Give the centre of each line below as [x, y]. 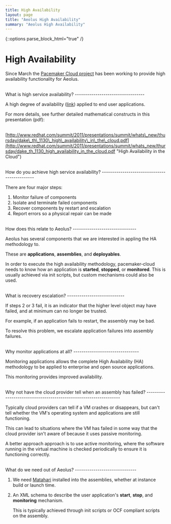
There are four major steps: [34, 188]
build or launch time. [34, 485]
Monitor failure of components [45, 197]
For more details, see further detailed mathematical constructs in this [78, 114]
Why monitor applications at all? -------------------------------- [72, 352]
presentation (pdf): [25, 120]
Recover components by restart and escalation [62, 208]
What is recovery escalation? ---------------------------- [65, 296]
